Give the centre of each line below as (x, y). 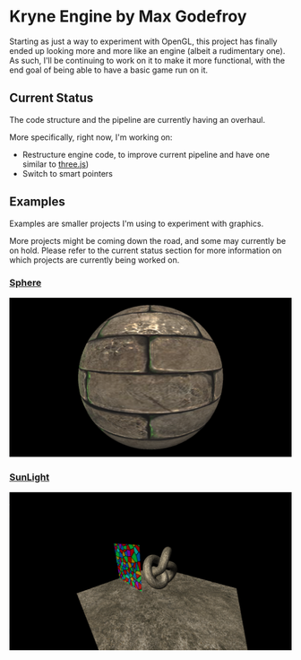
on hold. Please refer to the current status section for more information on (146, 250)
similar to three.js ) (56, 164)
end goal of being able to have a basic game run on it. (109, 70)
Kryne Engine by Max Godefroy (128, 17)
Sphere (26, 282)
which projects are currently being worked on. (95, 260)
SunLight (30, 477)
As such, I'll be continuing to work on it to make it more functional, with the (147, 60)
